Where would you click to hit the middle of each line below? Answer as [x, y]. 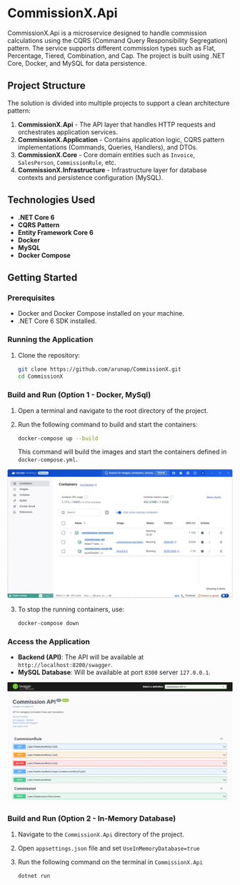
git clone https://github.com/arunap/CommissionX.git [99, 369]
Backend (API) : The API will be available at [81, 657]
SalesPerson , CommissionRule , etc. [67, 162]
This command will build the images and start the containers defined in [122, 452]
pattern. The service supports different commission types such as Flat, [112, 48]
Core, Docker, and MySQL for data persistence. [77, 63]
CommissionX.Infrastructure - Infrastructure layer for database [112, 170]
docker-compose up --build [58, 438]
